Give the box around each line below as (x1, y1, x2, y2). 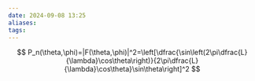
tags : (8, 26, 26, 34)
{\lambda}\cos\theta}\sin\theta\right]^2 (64, 64, 190, 74)
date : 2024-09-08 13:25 (8, 11, 87, 20)
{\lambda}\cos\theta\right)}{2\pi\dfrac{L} (65, 56, 199, 65)
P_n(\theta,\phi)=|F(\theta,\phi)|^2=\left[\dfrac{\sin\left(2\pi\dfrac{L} (27, 48, 248, 57)
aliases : (8, 19, 37, 27)
